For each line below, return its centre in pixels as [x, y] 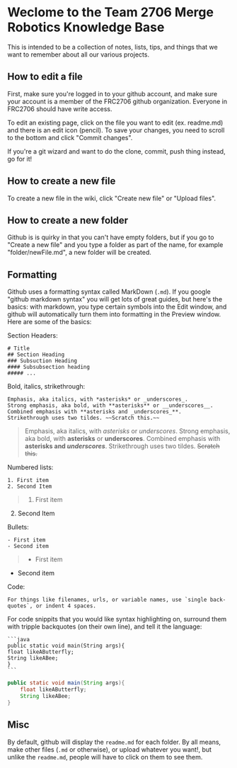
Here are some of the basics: [50, 322]
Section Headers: [33, 336]
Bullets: [18, 527]
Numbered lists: [30, 467]
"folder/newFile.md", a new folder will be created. [80, 253]
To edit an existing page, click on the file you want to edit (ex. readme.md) [115, 122]
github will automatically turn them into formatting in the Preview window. [114, 314]
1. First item [28, 481]
